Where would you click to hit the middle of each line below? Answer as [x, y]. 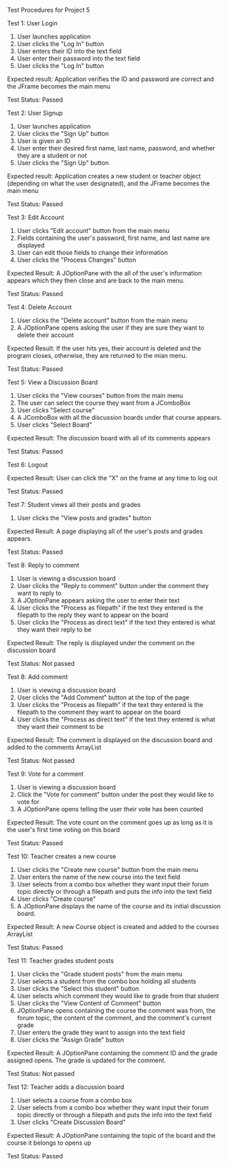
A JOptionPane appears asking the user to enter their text [98, 600]
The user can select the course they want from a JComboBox [104, 403]
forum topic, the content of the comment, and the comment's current [114, 1018]
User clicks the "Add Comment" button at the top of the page [103, 697]
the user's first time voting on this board [64, 830]
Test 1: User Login [33, 23]
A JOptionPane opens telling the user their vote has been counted [110, 809]
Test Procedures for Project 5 [49, 10]
